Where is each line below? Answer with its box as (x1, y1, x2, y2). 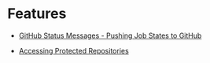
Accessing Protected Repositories (18, 46, 129, 55)
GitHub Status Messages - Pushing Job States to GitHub (18, 31, 202, 40)
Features (7, 5, 67, 23)
